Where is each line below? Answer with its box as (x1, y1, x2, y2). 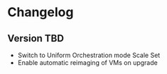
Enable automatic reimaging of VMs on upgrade (17, 58, 158, 67)
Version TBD (7, 32, 64, 44)
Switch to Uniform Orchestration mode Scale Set (17, 51, 161, 59)
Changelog (7, 4, 74, 20)
